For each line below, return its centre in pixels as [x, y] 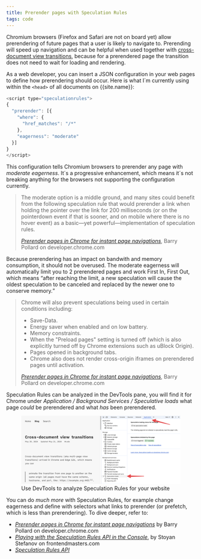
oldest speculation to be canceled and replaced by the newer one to [91, 284]
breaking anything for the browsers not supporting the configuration [91, 179]
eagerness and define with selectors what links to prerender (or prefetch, [97, 506]
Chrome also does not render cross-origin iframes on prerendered [112, 359]
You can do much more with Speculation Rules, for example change [90, 500]
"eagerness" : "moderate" [48, 136]
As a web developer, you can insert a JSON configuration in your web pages [100, 74]
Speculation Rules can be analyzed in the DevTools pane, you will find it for [99, 395]
